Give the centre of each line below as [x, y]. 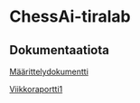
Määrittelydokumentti [49, 71]
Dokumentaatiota [60, 50]
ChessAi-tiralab [70, 17]
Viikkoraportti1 [36, 89]
